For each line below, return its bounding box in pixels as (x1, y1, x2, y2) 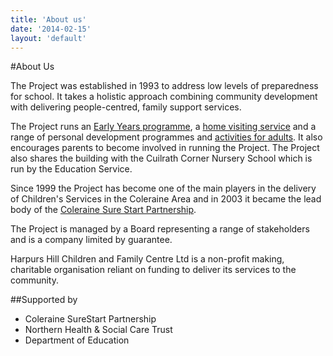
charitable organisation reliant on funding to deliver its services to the (10, 264, 297, 276)
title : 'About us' (10, 14, 87, 25)
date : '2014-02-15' (10, 24, 92, 34)
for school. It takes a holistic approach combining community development (10, 91, 318, 103)
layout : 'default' (10, 33, 87, 43)
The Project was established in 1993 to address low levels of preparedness (10, 80, 319, 92)
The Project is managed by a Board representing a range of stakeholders (10, 223, 310, 235)
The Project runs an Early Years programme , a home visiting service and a (10, 121, 317, 133)
